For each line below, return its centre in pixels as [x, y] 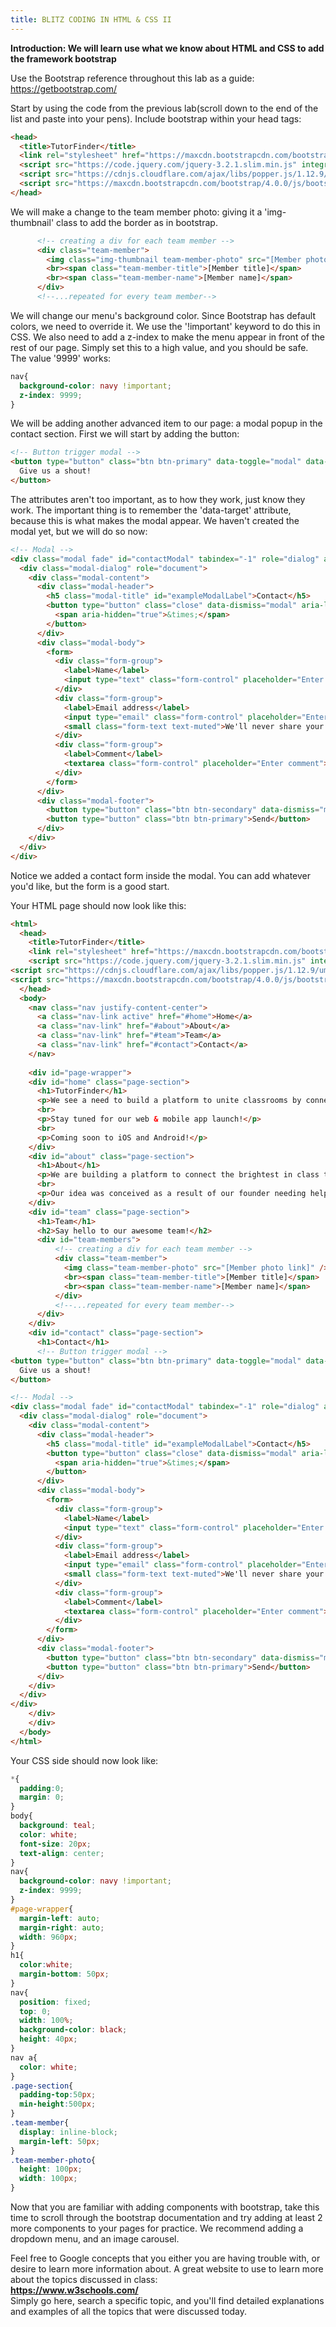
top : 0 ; [35, 2011]
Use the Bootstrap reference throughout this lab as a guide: [132, 78]
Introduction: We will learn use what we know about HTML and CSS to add [167, 48]
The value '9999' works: [61, 358]
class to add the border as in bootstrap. [137, 222]
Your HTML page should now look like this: [98, 905]
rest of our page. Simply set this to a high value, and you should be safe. [159, 347]
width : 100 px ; [48, 2179]
